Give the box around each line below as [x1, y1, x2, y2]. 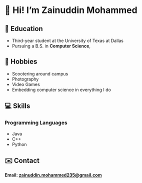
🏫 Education [4, 24, 43, 33]
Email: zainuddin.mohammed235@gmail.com [4, 172, 102, 178]
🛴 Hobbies [4, 57, 37, 66]
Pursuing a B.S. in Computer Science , [11, 43, 91, 49]
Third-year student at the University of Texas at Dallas [11, 37, 123, 43]
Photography [11, 76, 39, 82]
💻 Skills [4, 102, 30, 110]
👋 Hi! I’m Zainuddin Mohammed [4, 4, 138, 16]
